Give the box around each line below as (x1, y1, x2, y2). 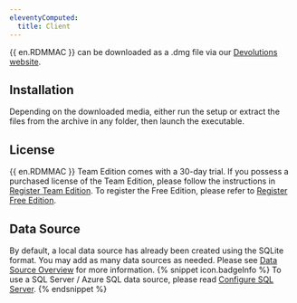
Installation (9, 82, 74, 98)
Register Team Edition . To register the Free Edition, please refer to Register (9, 185, 288, 196)
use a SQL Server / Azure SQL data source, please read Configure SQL (9, 273, 274, 285)
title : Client (17, 22, 71, 31)
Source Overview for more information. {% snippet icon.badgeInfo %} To (9, 264, 283, 275)
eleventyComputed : (9, 13, 79, 23)
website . (9, 56, 42, 67)
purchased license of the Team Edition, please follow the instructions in (9, 175, 276, 186)
